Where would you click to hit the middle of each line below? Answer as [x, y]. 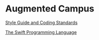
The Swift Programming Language [41, 32]
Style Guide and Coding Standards [41, 22]
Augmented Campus [50, 9]
